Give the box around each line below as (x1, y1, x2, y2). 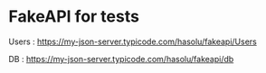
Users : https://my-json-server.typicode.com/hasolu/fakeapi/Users (8, 36, 257, 47)
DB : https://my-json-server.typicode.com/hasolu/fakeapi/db (8, 53, 234, 64)
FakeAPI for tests (8, 6, 139, 27)
